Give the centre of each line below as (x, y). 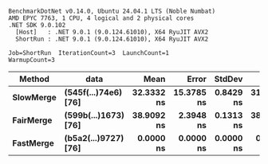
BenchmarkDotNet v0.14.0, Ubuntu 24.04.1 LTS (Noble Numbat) (112, 11)
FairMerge (32, 120)
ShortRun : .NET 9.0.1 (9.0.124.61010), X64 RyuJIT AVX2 (112, 39)
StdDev (229, 79)
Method (35, 79)
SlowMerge (35, 98)
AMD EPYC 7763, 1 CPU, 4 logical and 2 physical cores (101, 18)
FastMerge (33, 143)
